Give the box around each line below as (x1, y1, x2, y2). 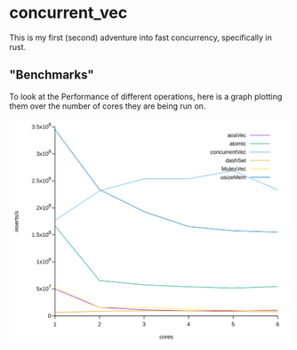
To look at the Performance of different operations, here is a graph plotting (9, 91, 283, 102)
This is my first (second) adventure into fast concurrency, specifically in (9, 32, 273, 43)
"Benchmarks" (9, 68, 95, 83)
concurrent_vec (9, 3, 128, 23)
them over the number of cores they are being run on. (9, 101, 206, 111)
